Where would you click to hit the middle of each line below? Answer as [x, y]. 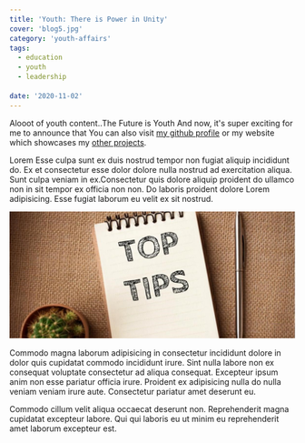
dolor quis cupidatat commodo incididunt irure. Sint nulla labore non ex [142, 362]
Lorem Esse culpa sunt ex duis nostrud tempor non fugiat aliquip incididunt [150, 160]
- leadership [42, 77]
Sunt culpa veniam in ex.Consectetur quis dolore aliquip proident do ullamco [152, 179]
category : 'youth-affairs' [60, 38]
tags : [20, 48]
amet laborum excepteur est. [63, 428]
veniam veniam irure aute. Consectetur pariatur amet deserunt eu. [133, 391]
